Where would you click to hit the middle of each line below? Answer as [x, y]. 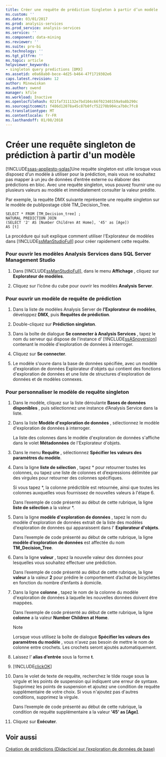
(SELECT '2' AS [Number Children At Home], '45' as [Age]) [67, 222]
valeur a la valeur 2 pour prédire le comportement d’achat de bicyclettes [86, 577]
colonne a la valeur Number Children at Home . [61, 618]
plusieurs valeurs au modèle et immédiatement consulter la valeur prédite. [81, 190]
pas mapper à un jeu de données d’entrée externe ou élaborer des [73, 179]
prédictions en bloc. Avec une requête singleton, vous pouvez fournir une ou [83, 185]
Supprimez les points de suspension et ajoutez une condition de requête [86, 687]
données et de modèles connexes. [48, 379]
